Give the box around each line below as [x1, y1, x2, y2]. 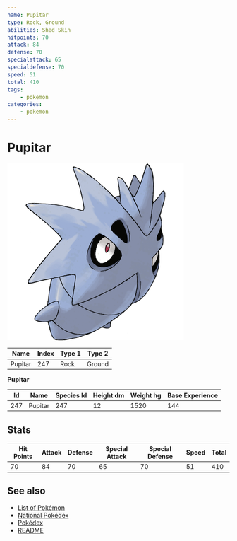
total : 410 [7, 78, 39, 86]
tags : [7, 86, 23, 93]
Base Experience [166, 391, 219, 400]
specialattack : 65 [7, 57, 61, 64]
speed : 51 [7, 71, 37, 78]
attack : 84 [7, 41, 39, 49]
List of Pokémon [17, 504, 66, 512]
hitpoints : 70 [7, 34, 49, 41]
